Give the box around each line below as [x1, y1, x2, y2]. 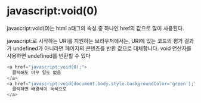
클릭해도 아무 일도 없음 [12, 70, 61, 76]
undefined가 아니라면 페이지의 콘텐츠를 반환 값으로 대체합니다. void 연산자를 [13, 45, 191, 52]
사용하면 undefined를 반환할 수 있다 [7, 52, 91, 59]
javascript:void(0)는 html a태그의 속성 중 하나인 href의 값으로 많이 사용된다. [7, 24, 184, 32]
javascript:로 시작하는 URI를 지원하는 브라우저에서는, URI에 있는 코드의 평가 [7, 37, 183, 44]
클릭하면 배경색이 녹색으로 [12, 86, 67, 92]
